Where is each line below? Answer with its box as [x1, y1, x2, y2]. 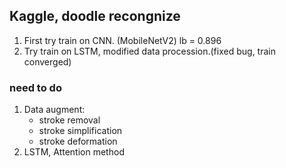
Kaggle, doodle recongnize [9, 8, 181, 25]
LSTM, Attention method [23, 146, 125, 158]
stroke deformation [38, 135, 118, 148]
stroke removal [38, 114, 101, 126]
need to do [9, 80, 62, 94]
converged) [23, 55, 72, 68]
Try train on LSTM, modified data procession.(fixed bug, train [23, 45, 276, 57]
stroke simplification [38, 125, 123, 137]
